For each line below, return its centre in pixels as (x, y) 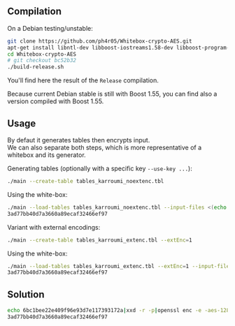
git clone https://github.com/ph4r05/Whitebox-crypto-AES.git (100, 41)
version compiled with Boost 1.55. (56, 101)
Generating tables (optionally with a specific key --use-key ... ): (100, 168)
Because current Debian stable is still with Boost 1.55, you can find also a (112, 94)
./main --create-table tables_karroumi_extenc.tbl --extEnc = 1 (100, 240)
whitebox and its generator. (47, 155)
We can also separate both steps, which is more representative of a (105, 147)
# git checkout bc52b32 (42, 61)
